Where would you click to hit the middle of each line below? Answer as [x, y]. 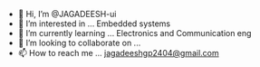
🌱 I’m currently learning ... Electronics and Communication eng [135, 33]
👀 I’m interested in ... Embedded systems [94, 24]
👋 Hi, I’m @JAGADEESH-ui [67, 14]
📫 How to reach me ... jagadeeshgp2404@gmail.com [118, 53]
